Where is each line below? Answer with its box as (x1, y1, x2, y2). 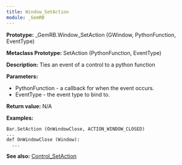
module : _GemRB (6, 15, 45, 21)
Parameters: (6, 73, 38, 80)
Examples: (6, 114, 33, 121)
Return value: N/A (6, 102, 52, 109)
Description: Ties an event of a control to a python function (6, 61, 156, 68)
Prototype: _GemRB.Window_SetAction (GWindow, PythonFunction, (6, 31, 176, 38)
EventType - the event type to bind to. (15, 91, 110, 98)
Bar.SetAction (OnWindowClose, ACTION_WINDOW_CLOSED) (6, 126, 146, 132)
